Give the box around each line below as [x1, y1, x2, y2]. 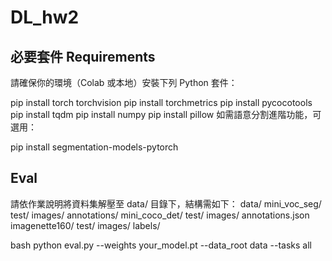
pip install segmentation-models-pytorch [10, 141, 179, 153]
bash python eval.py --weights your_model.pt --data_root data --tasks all [10, 239, 312, 251]
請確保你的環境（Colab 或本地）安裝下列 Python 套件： [10, 77, 238, 88]
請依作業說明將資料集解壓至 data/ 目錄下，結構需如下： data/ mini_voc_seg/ [10, 197, 322, 210]
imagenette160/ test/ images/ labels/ [10, 219, 161, 231]
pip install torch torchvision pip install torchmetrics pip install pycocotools [10, 97, 313, 108]
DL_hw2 [10, 6, 80, 29]
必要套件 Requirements [10, 48, 156, 65]
